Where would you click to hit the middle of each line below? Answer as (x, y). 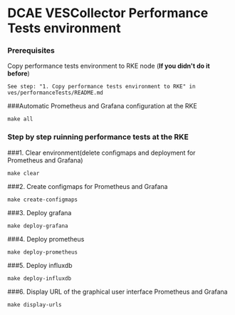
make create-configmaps (43, 200)
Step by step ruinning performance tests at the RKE (98, 137)
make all (20, 119)
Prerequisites (31, 51)
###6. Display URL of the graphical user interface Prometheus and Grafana (117, 291)
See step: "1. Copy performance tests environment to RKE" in (101, 87)
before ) (19, 73)
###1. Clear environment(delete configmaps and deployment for (101, 153)
